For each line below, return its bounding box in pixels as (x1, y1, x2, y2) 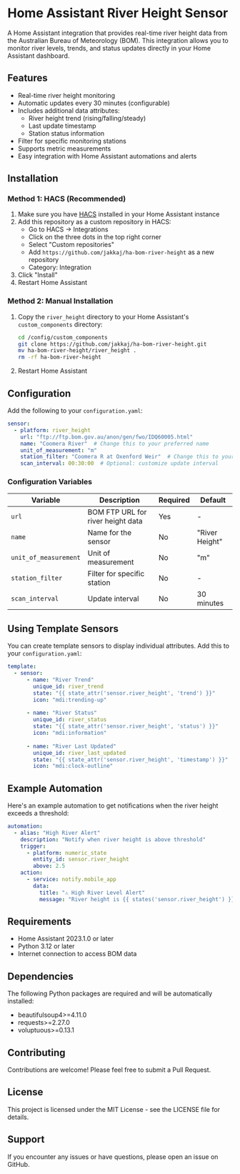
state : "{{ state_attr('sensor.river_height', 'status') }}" (33, 723, 219, 730)
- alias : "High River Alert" (14, 829, 101, 836)
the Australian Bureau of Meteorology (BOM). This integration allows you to (7, 36, 229, 44)
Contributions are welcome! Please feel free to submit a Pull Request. (7, 1065, 211, 1074)
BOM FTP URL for (87, 507, 147, 517)
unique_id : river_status (33, 716, 107, 723)
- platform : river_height (14, 426, 91, 433)
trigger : (20, 843, 46, 850)
